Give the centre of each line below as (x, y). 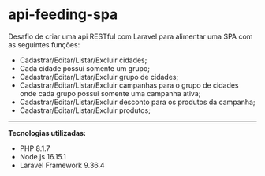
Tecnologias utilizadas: (47, 133)
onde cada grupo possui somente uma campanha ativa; (110, 93)
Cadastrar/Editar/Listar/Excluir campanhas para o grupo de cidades (129, 85)
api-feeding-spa (63, 15)
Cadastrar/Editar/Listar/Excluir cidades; (83, 60)
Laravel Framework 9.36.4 (62, 165)
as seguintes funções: (44, 44)
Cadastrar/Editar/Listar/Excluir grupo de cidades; (99, 77)
